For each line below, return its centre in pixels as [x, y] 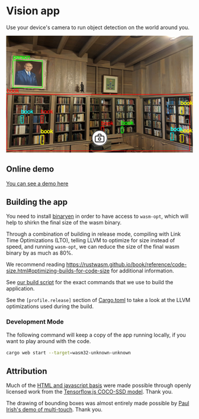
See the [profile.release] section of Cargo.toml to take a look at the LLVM [98, 300]
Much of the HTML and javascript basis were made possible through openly [99, 385]
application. [20, 288]
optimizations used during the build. [50, 306]
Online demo [30, 169]
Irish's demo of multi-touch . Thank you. [54, 410]
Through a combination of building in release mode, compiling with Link [94, 234]
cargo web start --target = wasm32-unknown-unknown [69, 353]
